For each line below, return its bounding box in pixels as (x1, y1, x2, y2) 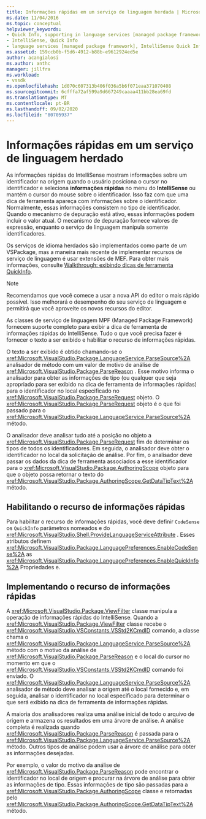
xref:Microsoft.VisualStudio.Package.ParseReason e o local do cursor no (6, 653, 190, 660)
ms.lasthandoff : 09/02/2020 (6, 106, 78, 112)
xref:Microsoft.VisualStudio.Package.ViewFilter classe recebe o (6, 620, 167, 628)
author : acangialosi (6, 55, 59, 61)
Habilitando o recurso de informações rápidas (6, 501, 185, 512)
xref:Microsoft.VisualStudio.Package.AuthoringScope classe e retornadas (6, 787, 193, 794)
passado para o (6, 407, 46, 414)
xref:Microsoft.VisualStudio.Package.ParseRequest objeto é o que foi (6, 400, 181, 408)
